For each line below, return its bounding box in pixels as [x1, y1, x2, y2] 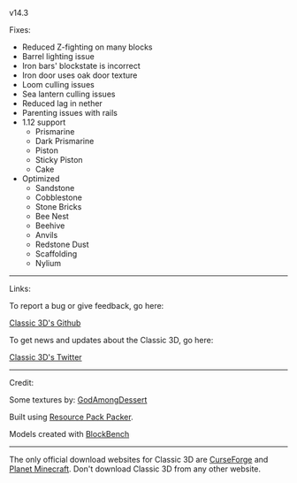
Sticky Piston [34, 155, 83, 165]
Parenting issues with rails [21, 108, 118, 118]
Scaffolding [34, 249, 78, 259]
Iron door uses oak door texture [21, 70, 138, 80]
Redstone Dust [34, 239, 90, 249]
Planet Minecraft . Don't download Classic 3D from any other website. [9, 464, 262, 474]
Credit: [9, 378, 34, 387]
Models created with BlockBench [9, 429, 130, 439]
